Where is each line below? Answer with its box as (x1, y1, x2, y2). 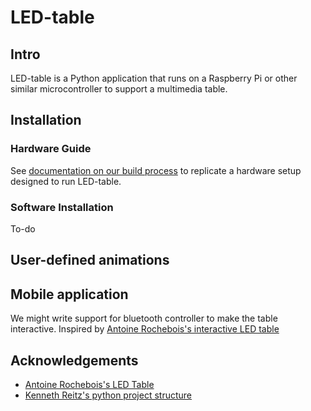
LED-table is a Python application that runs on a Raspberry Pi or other (10, 72, 298, 84)
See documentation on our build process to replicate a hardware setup (10, 164, 302, 176)
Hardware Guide (10, 142, 92, 156)
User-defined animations (10, 252, 170, 269)
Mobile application (10, 286, 129, 303)
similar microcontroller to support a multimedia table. (10, 83, 228, 95)
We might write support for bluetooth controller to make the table (10, 312, 278, 325)
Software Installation (10, 200, 114, 214)
